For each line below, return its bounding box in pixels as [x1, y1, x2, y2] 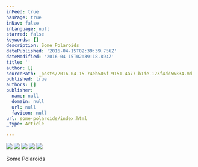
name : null [11, 93, 39, 99]
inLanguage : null [6, 25, 50, 32]
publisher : [6, 87, 34, 93]
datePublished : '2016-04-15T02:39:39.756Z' [6, 48, 117, 54]
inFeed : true [6, 8, 39, 15]
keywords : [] [6, 37, 39, 43]
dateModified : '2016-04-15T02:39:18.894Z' [6, 54, 114, 60]
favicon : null [11, 110, 47, 116]
